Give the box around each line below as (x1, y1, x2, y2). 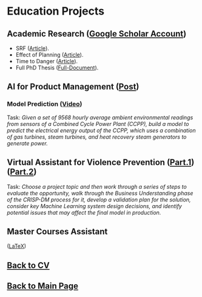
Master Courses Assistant (7, 226, 108, 237)
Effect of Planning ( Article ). (15, 51, 84, 58)
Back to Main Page (7, 281, 78, 292)
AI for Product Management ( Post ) (7, 82, 140, 92)
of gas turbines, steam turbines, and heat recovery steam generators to (7, 133, 187, 141)
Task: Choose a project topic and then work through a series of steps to (7, 183, 187, 190)
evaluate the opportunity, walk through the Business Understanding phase (7, 189, 194, 197)
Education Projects (7, 4, 105, 18)
